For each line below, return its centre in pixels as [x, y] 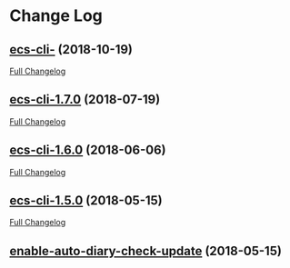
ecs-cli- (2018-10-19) [71, 50]
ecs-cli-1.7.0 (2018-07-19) [85, 99]
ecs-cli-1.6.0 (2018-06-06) [88, 150]
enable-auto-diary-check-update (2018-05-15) [145, 251]
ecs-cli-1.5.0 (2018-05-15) [86, 201]
